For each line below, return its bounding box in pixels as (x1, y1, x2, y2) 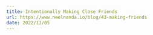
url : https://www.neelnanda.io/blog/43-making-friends (6, 14, 148, 20)
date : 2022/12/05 (6, 20, 50, 26)
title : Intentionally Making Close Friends (6, 8, 118, 15)
